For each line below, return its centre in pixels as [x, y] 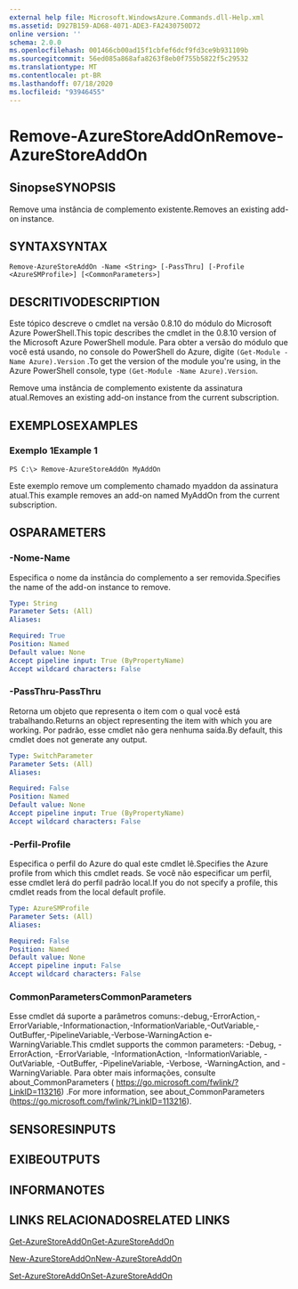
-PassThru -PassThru [55, 692]
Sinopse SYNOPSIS [63, 188]
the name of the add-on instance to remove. [90, 587]
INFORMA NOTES [57, 1190]
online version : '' [45, 34]
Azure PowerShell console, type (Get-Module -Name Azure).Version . [134, 371]
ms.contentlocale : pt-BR [55, 76]
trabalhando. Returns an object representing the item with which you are [141, 720]
